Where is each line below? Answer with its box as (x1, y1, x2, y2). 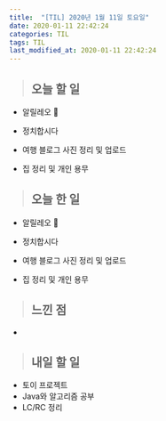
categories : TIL (9, 29, 69, 38)
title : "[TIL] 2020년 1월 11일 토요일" (9, 12, 149, 22)
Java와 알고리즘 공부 (21, 391, 95, 401)
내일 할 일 (30, 354, 81, 369)
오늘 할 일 (30, 81, 81, 96)
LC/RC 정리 (21, 402, 63, 413)
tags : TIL (9, 37, 46, 47)
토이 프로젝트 (21, 380, 68, 391)
